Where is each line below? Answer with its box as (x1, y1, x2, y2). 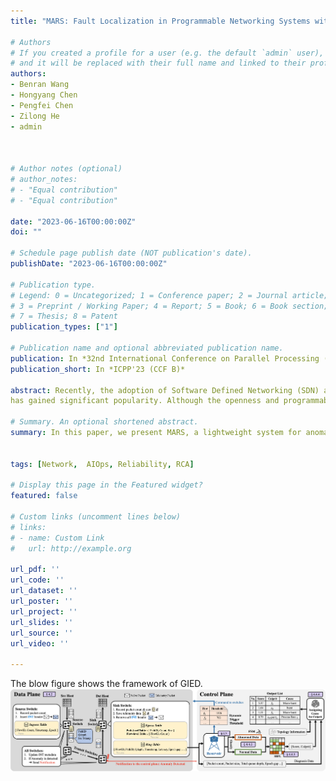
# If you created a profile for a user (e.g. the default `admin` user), (10, 48, 325, 58)
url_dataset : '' (10, 586, 78, 596)
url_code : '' (10, 575, 65, 585)
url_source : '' (10, 628, 74, 638)
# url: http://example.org (10, 543, 132, 554)
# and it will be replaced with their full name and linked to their (10, 58, 307, 69)
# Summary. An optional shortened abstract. (10, 417, 199, 427)
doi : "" (10, 227, 43, 237)
